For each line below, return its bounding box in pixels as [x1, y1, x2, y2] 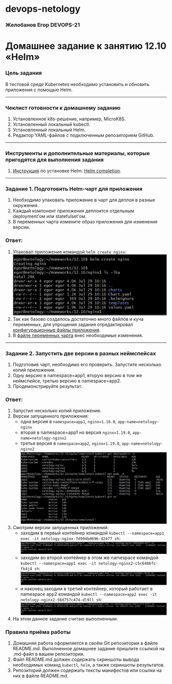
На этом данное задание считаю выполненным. [12, 616, 118, 622]
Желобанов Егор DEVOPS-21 [5, 22, 80, 29]
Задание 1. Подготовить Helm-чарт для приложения [5, 185, 143, 193]
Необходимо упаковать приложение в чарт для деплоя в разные [12, 197, 155, 203]
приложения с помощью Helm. [5, 87, 73, 93]
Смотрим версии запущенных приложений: [12, 524, 109, 530]
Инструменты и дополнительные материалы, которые [5, 150, 150, 157]
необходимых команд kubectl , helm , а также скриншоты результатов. [12, 662, 165, 668]
